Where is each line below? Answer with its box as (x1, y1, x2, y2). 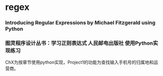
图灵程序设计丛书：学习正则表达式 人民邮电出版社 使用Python (5, 40, 153, 47)
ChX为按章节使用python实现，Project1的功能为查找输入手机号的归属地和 (5, 59, 154, 66)
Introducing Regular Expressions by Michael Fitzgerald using (5, 19, 156, 26)
